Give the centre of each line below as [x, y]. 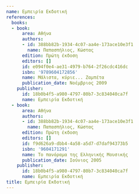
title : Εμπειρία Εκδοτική [38, 182]
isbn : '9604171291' [46, 149]
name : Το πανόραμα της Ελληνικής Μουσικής [75, 154]
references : [21, 17]
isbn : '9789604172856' [50, 72]
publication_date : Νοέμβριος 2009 [64, 83]
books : [20, 22]
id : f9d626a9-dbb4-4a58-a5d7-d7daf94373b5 [75, 143]
